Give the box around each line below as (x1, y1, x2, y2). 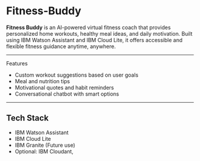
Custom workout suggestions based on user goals (14, 71, 139, 78)
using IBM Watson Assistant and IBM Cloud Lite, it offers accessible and (6, 36, 183, 43)
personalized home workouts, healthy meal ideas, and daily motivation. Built (6, 30, 193, 37)
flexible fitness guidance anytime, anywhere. (6, 43, 116, 50)
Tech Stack (6, 113, 49, 123)
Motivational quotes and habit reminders (14, 84, 114, 91)
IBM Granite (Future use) (14, 141, 76, 149)
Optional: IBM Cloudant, (14, 147, 74, 155)
